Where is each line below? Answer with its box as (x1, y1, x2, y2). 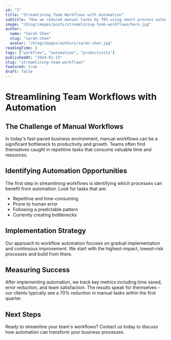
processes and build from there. (5, 251, 73, 257)
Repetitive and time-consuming (12, 195, 79, 201)
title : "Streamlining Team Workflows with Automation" (5, 12, 124, 17)
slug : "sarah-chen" (10, 36, 51, 41)
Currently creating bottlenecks (12, 212, 77, 218)
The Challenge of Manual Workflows (5, 122, 124, 130)
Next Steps (5, 310, 41, 319)
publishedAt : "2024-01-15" (5, 55, 63, 60)
